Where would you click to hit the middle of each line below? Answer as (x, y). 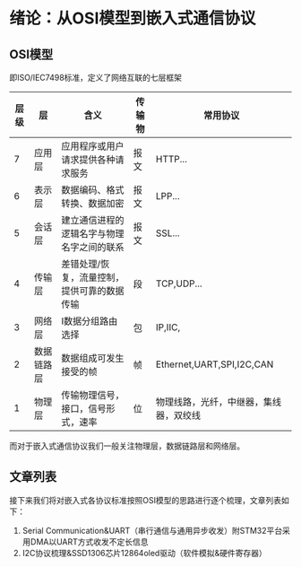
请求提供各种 (88, 160)
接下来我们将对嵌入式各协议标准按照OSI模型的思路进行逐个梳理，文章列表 (146, 500)
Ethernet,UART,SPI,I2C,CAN (215, 364)
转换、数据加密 (93, 203)
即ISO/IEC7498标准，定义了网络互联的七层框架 (95, 78)
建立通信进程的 (93, 220)
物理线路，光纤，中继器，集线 (219, 402)
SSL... (168, 233)
